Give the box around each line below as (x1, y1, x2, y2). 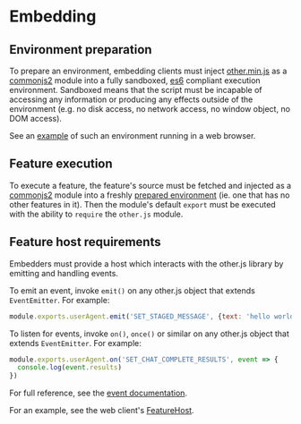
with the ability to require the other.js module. (9, 208, 184, 219)
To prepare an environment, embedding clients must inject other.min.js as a (9, 65, 288, 76)
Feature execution (9, 157, 114, 172)
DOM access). (9, 114, 63, 123)
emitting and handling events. (9, 267, 119, 278)
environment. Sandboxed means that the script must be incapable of (9, 85, 262, 95)
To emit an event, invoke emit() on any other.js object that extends (9, 284, 255, 296)
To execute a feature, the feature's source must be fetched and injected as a (9, 180, 292, 191)
